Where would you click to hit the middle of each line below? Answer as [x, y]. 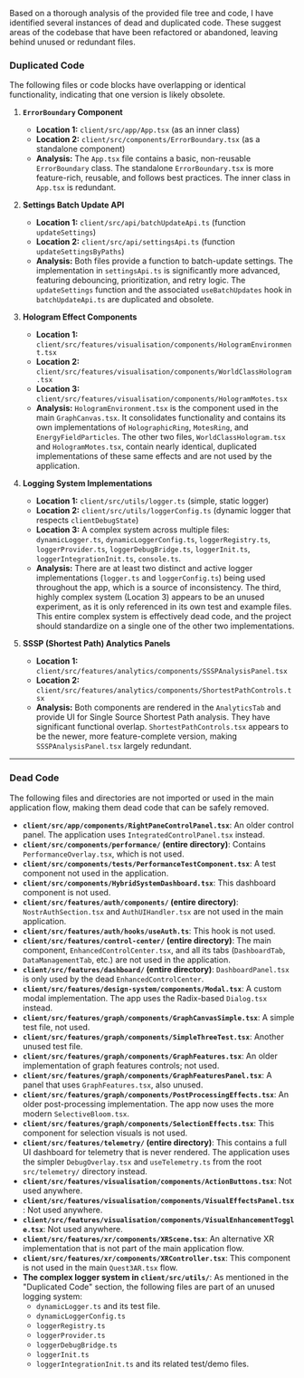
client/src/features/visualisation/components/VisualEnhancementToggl [158, 1220]
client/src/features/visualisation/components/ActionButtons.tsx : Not [157, 1181]
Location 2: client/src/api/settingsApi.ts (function [135, 242]
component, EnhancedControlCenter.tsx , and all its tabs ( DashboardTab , [154, 950]
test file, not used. [56, 1027]
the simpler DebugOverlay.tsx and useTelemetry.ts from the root [142, 1162]
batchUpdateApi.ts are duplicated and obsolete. [125, 300]
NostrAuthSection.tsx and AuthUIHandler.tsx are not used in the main [153, 911]
